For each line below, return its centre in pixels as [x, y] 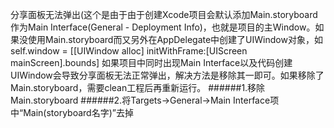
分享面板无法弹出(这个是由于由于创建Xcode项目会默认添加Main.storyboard [164, 14]
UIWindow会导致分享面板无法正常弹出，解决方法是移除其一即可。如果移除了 [167, 75]
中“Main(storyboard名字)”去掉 [72, 112]
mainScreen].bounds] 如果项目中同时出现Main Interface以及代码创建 [151, 62]
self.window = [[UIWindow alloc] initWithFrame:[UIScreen [129, 51]
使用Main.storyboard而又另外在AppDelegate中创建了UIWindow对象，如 [175, 39]
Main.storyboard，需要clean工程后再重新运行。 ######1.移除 [138, 87]
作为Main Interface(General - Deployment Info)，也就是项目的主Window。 [163, 27]
